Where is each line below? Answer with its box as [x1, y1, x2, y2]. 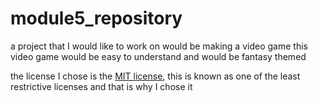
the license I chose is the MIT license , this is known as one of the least [10, 70, 301, 82]
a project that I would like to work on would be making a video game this [10, 40, 308, 52]
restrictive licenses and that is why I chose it [10, 80, 193, 92]
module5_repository [10, 7, 183, 30]
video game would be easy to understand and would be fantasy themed [10, 50, 307, 62]
